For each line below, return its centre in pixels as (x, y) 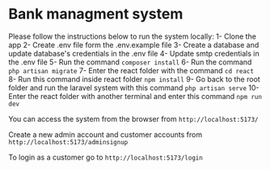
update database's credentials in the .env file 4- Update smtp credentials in (134, 53)
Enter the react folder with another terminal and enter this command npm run (135, 96)
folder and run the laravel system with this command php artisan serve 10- (134, 87)
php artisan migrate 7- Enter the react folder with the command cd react (131, 70)
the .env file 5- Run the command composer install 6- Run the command (130, 62)
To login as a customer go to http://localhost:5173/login (106, 157)
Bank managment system (96, 14)
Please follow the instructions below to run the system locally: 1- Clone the (133, 36)
